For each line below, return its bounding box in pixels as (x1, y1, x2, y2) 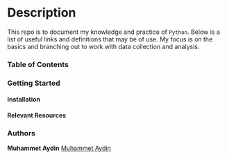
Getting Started (7, 78, 60, 88)
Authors (7, 128, 36, 138)
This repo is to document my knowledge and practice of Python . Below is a (7, 28, 221, 36)
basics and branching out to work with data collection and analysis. (7, 42, 200, 50)
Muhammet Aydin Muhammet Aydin (7, 144, 111, 153)
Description (7, 5, 76, 21)
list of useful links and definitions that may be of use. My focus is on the (7, 35, 213, 43)
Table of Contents (7, 59, 69, 69)
